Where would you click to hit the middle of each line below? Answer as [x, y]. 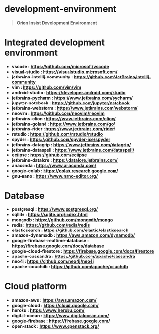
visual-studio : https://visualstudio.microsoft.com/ [65, 72]
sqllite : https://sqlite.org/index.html [49, 214]
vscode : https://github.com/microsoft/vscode [60, 66]
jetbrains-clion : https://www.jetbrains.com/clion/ [64, 118]
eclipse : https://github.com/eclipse [49, 155]
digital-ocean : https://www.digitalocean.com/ [60, 315]
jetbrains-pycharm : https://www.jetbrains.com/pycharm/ [72, 98]
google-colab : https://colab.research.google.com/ [65, 171]
